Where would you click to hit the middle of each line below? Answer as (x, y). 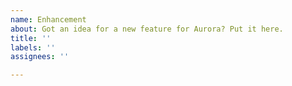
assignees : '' (40, 57)
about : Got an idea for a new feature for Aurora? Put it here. (147, 29)
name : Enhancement (48, 19)
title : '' (31, 38)
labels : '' (33, 47)
